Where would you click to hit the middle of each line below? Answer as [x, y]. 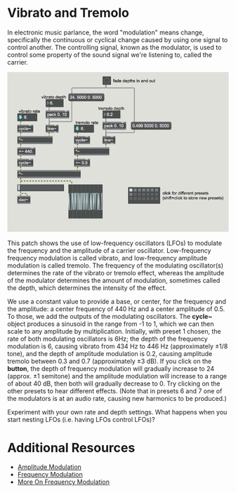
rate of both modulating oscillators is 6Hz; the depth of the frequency [108, 338]
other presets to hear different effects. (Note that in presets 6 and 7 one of [115, 390]
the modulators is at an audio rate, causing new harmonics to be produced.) [117, 398]
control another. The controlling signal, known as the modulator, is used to [114, 47]
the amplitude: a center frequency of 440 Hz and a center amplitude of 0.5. [116, 309]
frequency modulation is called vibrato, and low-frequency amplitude [107, 258]
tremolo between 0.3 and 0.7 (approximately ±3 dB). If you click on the [110, 361]
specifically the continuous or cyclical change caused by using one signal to [118, 39]
